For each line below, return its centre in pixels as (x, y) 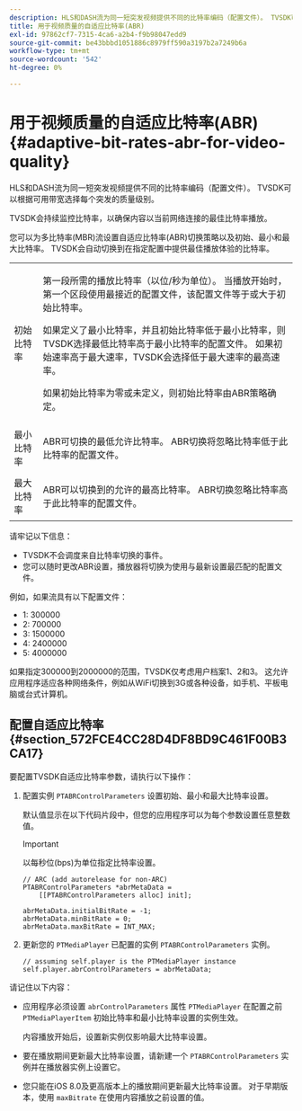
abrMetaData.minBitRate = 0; (77, 919)
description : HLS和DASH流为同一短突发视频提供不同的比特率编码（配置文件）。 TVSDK (151, 18)
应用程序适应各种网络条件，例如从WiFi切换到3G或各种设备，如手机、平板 (145, 682)
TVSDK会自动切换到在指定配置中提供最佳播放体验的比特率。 (163, 248)
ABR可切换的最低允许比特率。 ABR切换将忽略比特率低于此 (165, 441)
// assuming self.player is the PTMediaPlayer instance (129, 961)
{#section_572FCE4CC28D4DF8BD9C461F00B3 (148, 739)
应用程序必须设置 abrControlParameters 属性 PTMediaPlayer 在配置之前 (152, 1006)
